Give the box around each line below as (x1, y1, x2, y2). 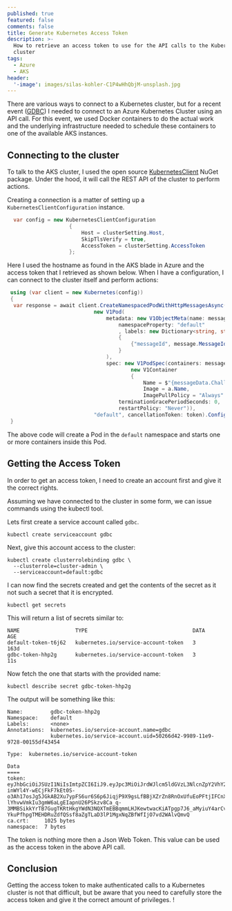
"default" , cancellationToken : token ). (93, 411, 209, 418)
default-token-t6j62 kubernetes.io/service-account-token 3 (7, 639, 196, 646)
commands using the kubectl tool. (7, 504, 104, 513)
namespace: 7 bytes (7, 823, 67, 830)
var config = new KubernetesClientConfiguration (13, 217, 156, 223)
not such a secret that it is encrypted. (7, 588, 114, 596)
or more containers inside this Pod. (7, 437, 107, 446)
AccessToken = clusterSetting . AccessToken (81, 242, 206, 249)
